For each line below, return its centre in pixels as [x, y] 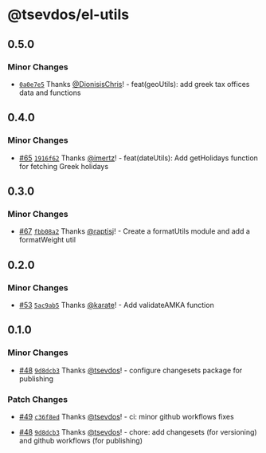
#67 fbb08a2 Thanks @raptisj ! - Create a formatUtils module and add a [134, 231]
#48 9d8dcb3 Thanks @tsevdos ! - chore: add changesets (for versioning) [138, 431]
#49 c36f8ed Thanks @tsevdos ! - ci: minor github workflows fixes [126, 416]
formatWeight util [47, 240]
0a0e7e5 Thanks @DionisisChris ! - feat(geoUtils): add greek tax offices [134, 84]
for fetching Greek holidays [64, 166]
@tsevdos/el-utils [68, 15]
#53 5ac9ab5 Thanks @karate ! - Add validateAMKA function [116, 305]
